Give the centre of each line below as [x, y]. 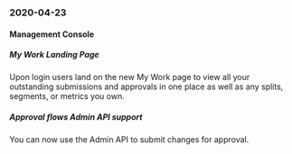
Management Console [52, 34]
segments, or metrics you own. [67, 96]
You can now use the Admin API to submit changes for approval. [129, 140]
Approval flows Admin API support [76, 117]
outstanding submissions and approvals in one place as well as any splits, [146, 86]
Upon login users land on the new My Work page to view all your [130, 77]
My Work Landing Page [54, 55]
